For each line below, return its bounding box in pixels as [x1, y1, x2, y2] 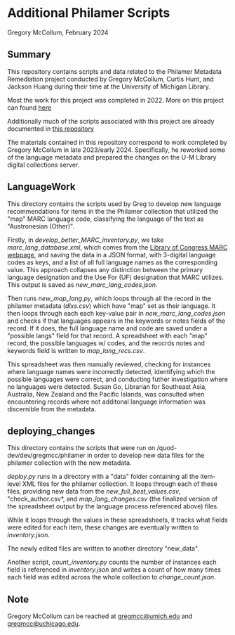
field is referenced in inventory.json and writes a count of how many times [7, 565, 221, 574]
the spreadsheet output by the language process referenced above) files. [7, 502, 219, 511]
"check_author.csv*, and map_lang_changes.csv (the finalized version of [7, 494, 218, 503]
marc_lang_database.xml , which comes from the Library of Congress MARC [7, 243, 228, 251]
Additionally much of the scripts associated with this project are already [7, 117, 215, 125]
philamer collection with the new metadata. [7, 458, 132, 467]
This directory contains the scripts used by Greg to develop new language [7, 199, 222, 208]
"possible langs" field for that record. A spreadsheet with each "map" [7, 331, 208, 340]
